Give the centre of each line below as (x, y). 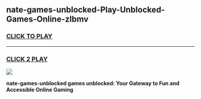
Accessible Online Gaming (40, 89)
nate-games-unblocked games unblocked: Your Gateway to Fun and (93, 83)
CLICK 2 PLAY (27, 59)
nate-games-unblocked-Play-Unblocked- (86, 10)
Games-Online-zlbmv (47, 19)
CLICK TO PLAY (29, 37)
